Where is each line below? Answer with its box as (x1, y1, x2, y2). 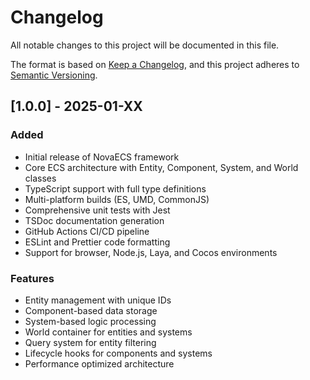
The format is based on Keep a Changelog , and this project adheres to (10, 58, 300, 70)
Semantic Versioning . (10, 69, 98, 81)
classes (24, 172, 57, 184)
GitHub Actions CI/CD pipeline (24, 225, 150, 237)
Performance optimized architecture (24, 357, 175, 370)
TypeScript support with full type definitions (24, 182, 207, 195)
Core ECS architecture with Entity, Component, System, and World (24, 161, 299, 173)
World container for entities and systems (24, 326, 193, 338)
